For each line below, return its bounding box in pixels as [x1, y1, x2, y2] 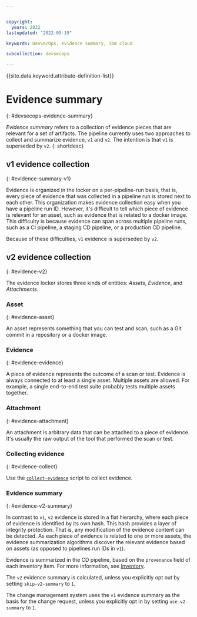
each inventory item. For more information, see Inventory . [6, 562, 145, 570]
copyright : [6, 19, 33, 25]
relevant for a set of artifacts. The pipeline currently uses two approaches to [6, 130, 191, 137]
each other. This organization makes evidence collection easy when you [6, 199, 181, 206]
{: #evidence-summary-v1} [6, 175, 72, 182]
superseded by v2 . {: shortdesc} [6, 142, 84, 150]
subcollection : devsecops [6, 51, 69, 57]
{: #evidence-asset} [6, 313, 55, 320]
